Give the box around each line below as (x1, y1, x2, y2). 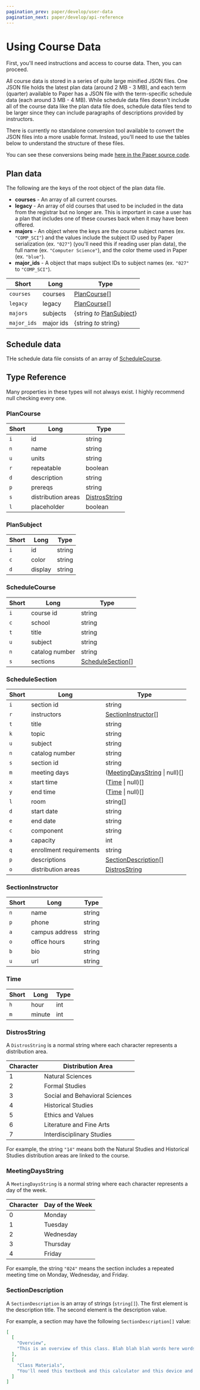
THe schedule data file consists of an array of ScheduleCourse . (6, 355, 162, 363)
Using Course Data (6, 40, 101, 54)
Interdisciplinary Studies (43, 1130, 112, 1138)
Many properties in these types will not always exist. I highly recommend (6, 388, 185, 395)
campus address (30, 928, 78, 936)
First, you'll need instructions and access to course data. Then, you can (6, 60, 182, 67)
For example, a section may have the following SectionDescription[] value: (6, 1317, 191, 1324)
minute (30, 1010, 51, 1018)
